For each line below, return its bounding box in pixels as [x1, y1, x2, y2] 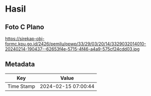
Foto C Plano [5, 23, 44, 31]
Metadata [5, 60, 35, 69]
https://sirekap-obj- [5, 36, 45, 41]
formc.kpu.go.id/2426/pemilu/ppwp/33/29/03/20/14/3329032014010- [5, 41, 146, 47]
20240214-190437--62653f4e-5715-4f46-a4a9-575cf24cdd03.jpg [5, 46, 140, 52]
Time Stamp [7, 83, 36, 90]
